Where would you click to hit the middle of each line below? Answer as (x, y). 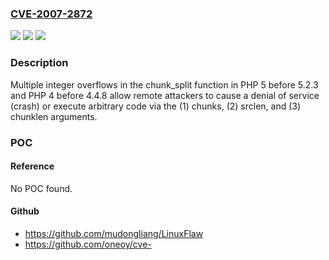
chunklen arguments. (54, 116)
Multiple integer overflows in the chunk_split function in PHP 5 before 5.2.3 (164, 84)
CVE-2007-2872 (51, 14)
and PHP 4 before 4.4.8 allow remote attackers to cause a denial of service (165, 95)
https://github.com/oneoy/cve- (88, 244)
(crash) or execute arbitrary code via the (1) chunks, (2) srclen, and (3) (156, 106)
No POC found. (41, 188)
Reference (32, 166)
